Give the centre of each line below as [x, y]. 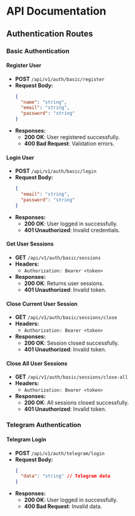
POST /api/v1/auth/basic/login [56, 171]
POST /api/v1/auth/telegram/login [60, 453]
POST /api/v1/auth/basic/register [60, 79]
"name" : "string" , [44, 102]
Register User [24, 66]
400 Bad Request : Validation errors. [69, 143]
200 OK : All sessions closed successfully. [76, 403]
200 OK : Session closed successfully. [71, 343]
